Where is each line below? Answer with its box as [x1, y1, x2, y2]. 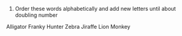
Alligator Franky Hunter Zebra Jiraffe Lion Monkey [6, 23, 131, 30]
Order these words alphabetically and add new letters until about [14, 5, 176, 12]
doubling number [14, 11, 58, 19]
